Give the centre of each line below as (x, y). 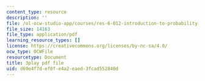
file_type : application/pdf (42, 35)
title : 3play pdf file (35, 63)
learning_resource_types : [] (43, 40)
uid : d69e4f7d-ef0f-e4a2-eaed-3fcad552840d (63, 69)
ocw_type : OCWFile (30, 52)
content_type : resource (37, 12)
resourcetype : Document (37, 57)
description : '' (27, 18)
